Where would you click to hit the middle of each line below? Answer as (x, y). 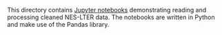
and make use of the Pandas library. (58, 24)
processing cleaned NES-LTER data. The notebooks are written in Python (111, 17)
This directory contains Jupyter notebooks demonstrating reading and (107, 10)
